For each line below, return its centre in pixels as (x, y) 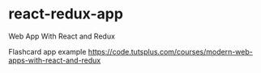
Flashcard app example (47, 51)
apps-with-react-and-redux (55, 60)
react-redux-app (66, 14)
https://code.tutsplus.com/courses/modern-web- (170, 51)
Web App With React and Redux (62, 36)
